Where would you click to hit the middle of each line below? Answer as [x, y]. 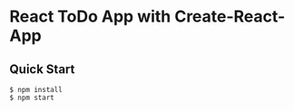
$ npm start [32, 97]
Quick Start [42, 69]
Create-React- [230, 17]
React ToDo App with [90, 17]
